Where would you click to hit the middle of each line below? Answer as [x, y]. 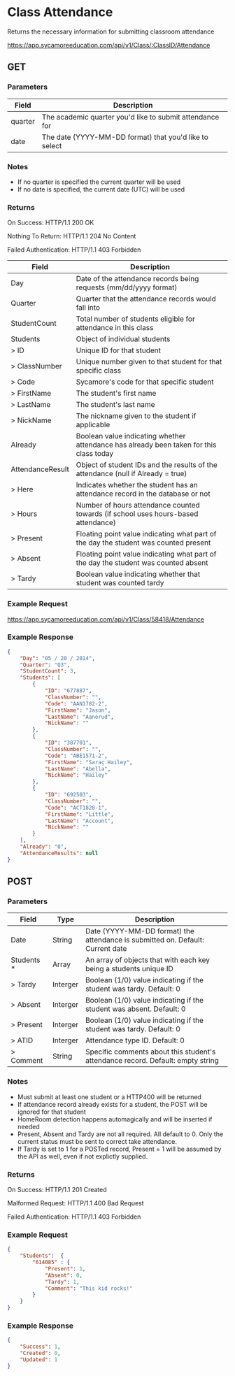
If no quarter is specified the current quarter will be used [99, 182]
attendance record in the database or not [143, 494]
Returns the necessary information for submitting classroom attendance [111, 31]
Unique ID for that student [118, 350]
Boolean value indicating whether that [138, 574]
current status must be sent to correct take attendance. [97, 1141]
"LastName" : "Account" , [79, 821]
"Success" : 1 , [40, 1347]
